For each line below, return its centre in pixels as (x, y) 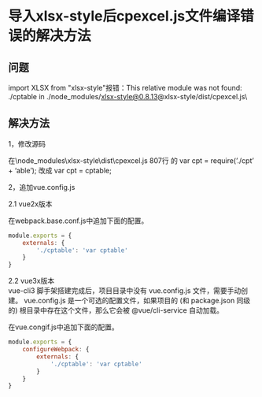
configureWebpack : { (56, 350)
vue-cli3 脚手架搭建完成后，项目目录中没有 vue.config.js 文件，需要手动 (125, 291)
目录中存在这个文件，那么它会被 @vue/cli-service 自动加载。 (125, 310)
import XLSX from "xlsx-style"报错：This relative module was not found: (125, 88)
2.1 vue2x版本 (30, 204)
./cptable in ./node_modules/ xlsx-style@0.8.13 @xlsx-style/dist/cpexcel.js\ (128, 96)
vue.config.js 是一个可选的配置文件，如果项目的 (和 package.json (129, 301)
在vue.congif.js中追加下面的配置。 (64, 327)
